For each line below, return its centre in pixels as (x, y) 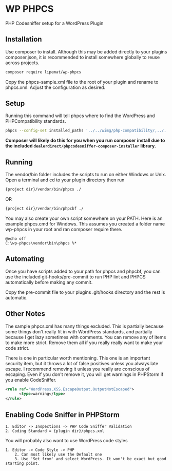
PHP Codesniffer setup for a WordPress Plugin (54, 23)
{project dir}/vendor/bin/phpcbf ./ (44, 209)
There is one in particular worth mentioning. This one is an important (78, 358)
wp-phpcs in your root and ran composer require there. (64, 229)
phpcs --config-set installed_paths (44, 131)
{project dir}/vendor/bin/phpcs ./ (43, 190)
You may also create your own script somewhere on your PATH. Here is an (84, 218)
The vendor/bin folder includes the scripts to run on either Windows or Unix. (86, 175)
